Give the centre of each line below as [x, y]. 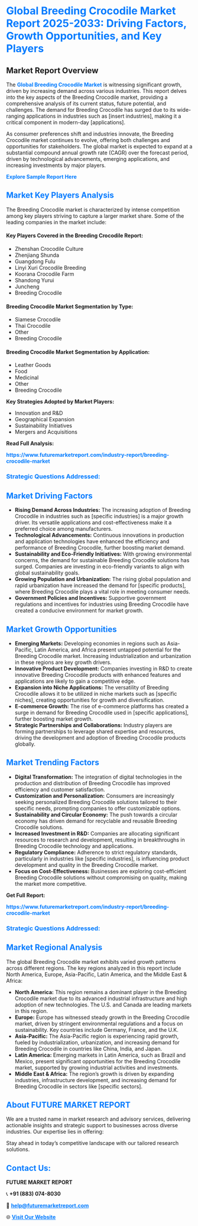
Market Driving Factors [49, 496]
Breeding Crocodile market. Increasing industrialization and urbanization [103, 656]
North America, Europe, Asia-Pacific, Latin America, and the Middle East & [97, 974]
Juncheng [27, 287]
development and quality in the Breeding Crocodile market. [86, 864]
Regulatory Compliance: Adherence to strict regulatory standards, [96, 852]
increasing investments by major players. [56, 165]
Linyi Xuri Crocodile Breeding [50, 268]
